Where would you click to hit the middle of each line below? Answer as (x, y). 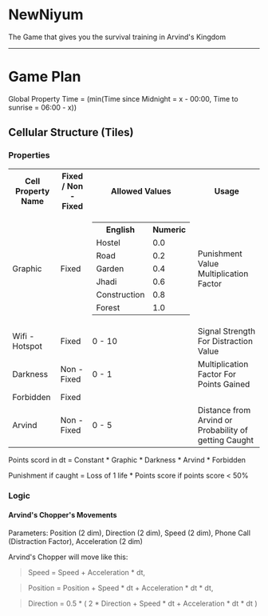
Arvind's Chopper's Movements (63, 515)
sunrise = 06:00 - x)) (43, 107)
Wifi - (24, 336)
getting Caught (226, 440)
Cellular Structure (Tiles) (71, 132)
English (121, 230)
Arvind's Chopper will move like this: (68, 557)
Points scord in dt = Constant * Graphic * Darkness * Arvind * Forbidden (127, 460)
